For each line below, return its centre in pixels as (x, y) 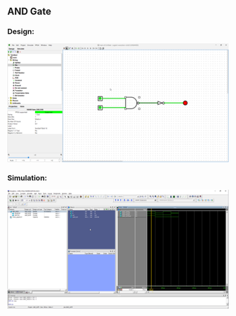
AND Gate (29, 12)
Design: (21, 32)
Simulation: (27, 178)
